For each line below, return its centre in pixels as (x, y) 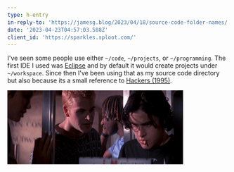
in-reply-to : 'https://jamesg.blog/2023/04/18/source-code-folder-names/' (119, 22)
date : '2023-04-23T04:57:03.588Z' (58, 30)
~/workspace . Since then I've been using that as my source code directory (113, 73)
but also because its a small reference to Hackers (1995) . (90, 80)
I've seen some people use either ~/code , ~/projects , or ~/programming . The (117, 58)
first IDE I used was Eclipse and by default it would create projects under (112, 66)
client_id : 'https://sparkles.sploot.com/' (72, 37)
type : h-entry (28, 15)
